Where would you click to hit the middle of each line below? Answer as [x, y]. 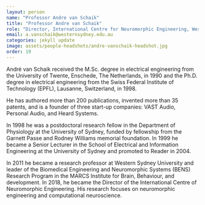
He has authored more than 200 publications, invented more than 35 [92, 100]
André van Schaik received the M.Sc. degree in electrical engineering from [100, 69]
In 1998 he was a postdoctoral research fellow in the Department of [91, 125]
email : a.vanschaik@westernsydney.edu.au [60, 35]
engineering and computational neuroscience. [64, 195]
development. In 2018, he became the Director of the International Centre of [102, 182]
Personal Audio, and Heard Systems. [52, 113]
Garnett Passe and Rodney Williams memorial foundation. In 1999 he [92, 138]
